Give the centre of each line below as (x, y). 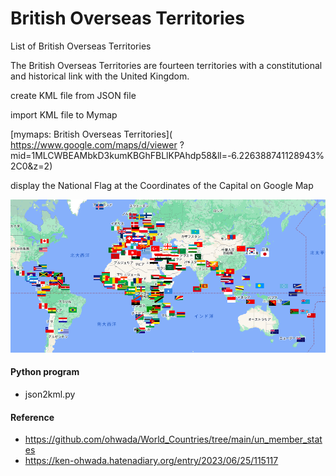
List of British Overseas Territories (81, 46)
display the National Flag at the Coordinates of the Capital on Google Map (162, 185)
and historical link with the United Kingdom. (100, 76)
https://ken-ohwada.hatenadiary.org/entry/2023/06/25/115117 (151, 461)
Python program (45, 372)
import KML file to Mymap (64, 114)
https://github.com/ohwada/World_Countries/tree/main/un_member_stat (173, 439)
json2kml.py (50, 394)
